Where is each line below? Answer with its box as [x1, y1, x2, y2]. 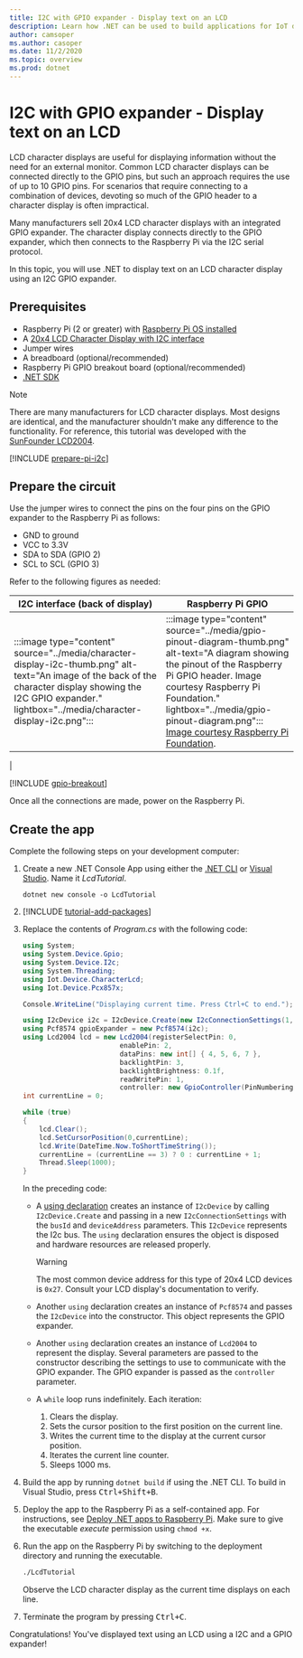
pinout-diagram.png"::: [165, 715, 264, 728]
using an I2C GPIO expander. [9, 273, 117, 284]
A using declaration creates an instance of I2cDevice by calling [35, 1201, 270, 1211]
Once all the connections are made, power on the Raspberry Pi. [9, 796, 245, 806]
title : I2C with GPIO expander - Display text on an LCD [9, 13, 228, 23]
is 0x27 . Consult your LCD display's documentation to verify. [35, 1284, 260, 1295]
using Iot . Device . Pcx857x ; [22, 983, 124, 993]
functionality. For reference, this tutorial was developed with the [9, 426, 246, 437]
